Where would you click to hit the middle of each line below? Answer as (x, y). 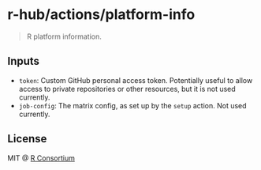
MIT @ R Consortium (41, 158)
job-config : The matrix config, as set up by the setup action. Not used (132, 105)
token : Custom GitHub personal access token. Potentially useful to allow (136, 80)
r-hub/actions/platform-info (101, 15)
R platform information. (64, 36)
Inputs (24, 61)
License (27, 139)
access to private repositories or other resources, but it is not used (127, 89)
